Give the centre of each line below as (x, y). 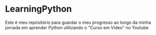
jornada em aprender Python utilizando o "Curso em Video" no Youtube (77, 27)
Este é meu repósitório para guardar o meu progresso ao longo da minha (78, 22)
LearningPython (39, 9)
